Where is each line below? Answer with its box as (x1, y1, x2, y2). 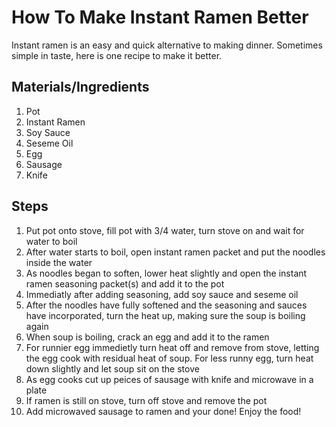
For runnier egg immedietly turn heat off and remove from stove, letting (25, 341, 320, 353)
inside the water (25, 256, 93, 268)
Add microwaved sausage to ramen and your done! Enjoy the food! (25, 405, 302, 417)
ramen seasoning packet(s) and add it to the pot (25, 277, 225, 290)
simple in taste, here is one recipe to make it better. (11, 49, 223, 61)
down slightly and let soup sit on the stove (25, 362, 200, 375)
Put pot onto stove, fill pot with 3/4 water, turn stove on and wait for (25, 224, 305, 236)
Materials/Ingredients (11, 79, 150, 96)
